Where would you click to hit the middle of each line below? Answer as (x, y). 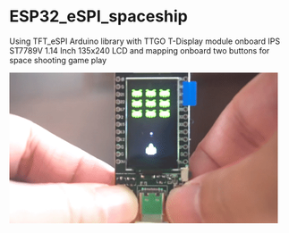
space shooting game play (58, 60)
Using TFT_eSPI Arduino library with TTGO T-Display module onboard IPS (145, 41)
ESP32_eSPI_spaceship (98, 17)
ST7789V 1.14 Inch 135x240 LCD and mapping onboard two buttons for (140, 50)
